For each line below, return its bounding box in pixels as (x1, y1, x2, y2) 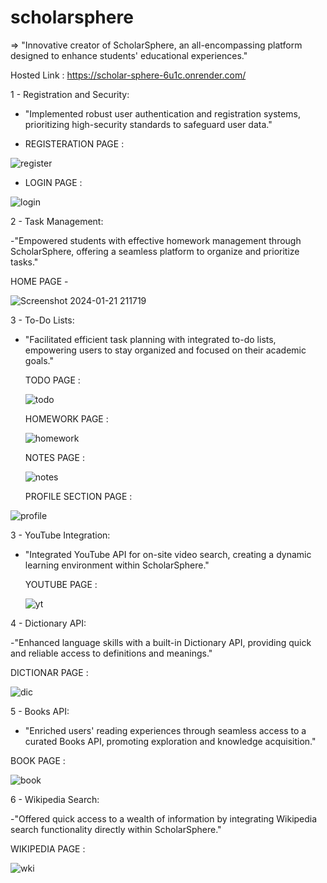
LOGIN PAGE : (24, 176, 83, 188)
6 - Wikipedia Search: (10, 793, 100, 805)
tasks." (10, 256, 39, 268)
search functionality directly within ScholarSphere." (10, 823, 222, 835)
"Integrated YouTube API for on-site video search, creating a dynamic (24, 548, 312, 560)
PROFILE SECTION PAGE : (24, 490, 133, 502)
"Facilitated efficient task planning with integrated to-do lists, (24, 333, 277, 345)
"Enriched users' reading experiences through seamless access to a (24, 724, 307, 736)
